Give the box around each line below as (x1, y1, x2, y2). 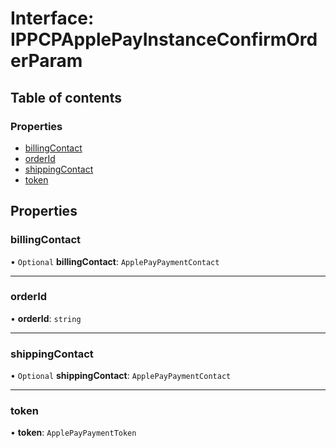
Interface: (10, 7, 95, 30)
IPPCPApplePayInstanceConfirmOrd (10, 28, 318, 51)
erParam (10, 50, 83, 72)
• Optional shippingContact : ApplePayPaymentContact (10, 370, 232, 382)
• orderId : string (10, 312, 82, 324)
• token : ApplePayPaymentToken (10, 427, 137, 439)
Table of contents (10, 89, 122, 106)
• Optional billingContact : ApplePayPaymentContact (10, 255, 220, 267)
